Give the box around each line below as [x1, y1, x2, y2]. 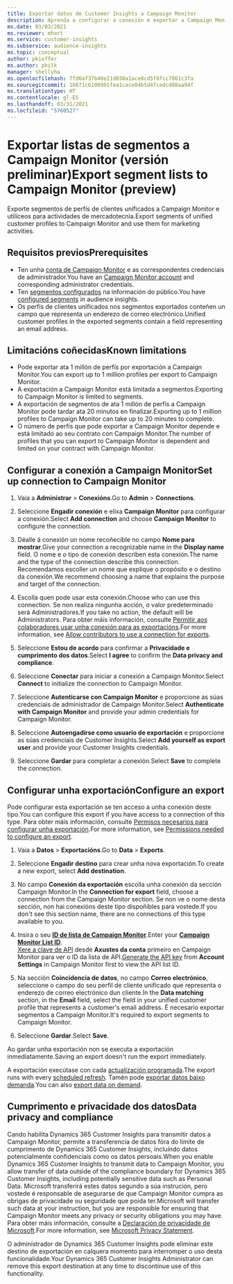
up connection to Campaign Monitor [7, 475, 166, 487]
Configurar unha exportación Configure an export [7, 784, 225, 796]
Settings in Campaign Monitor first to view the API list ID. [17, 960, 180, 968]
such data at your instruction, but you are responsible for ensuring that [7, 1204, 209, 1212]
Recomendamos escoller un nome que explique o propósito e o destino [17, 565, 221, 574]
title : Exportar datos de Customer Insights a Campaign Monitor [7, 10, 197, 17]
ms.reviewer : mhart [7, 29, 64, 37]
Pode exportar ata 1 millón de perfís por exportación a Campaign [17, 363, 202, 371]
